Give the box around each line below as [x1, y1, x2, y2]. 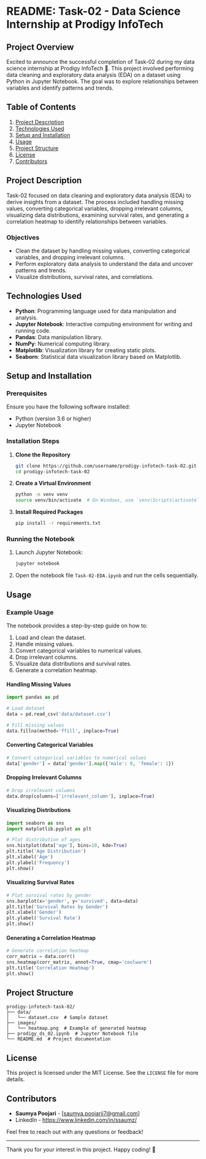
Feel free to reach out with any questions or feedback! [6, 1128, 143, 1136]
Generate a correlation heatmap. [15, 666, 97, 674]
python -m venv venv [15, 492, 68, 498]
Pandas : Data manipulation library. [15, 333, 103, 340]
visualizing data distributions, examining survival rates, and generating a [6, 211, 189, 219]
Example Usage [6, 608, 54, 616]
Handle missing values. [15, 640, 74, 648]
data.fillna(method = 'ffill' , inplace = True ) [6, 728, 120, 734]
